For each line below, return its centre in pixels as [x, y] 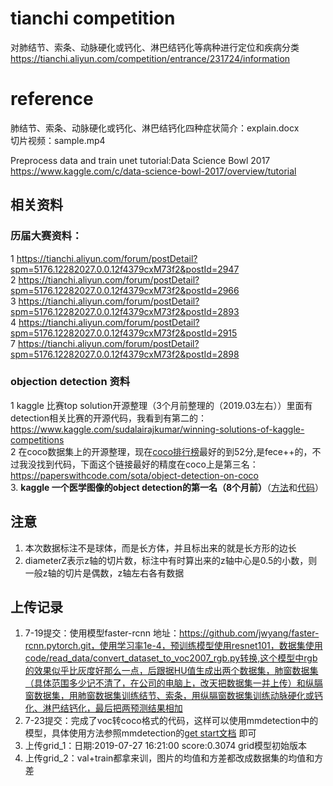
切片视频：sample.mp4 [58, 140]
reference [52, 99]
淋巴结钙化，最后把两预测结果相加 [112, 708]
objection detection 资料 [70, 382]
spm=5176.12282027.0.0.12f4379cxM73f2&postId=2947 [125, 269]
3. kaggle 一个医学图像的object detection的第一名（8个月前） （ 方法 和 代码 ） [167, 487]
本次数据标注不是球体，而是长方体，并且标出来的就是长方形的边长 [160, 548]
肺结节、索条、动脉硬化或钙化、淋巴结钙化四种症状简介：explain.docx [155, 128]
